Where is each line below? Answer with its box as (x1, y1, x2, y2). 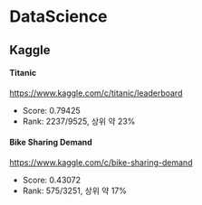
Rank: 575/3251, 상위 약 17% (22, 185, 128, 196)
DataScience (9, 6, 108, 27)
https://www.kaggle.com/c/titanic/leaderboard (9, 88, 183, 98)
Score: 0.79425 (22, 105, 82, 116)
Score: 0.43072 (22, 174, 82, 185)
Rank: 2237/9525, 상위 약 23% (22, 116, 136, 126)
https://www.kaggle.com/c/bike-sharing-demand (9, 156, 193, 168)
